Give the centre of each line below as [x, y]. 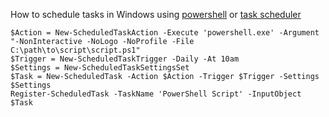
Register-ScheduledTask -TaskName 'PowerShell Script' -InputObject [156, 94]
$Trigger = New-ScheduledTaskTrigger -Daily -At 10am [125, 59]
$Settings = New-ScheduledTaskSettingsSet [100, 68]
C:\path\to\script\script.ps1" [75, 50]
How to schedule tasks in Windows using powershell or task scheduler [156, 14]
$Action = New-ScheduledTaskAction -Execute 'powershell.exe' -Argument [165, 33]
